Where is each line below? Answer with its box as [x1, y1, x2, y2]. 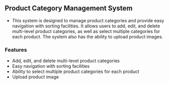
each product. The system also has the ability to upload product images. [12, 33, 163, 39]
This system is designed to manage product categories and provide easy [12, 17, 164, 23]
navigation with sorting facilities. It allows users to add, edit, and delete [12, 23, 160, 29]
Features [5, 46, 27, 53]
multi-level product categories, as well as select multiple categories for [12, 28, 160, 34]
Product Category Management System [5, 4, 133, 13]
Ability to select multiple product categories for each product [12, 68, 140, 75]
